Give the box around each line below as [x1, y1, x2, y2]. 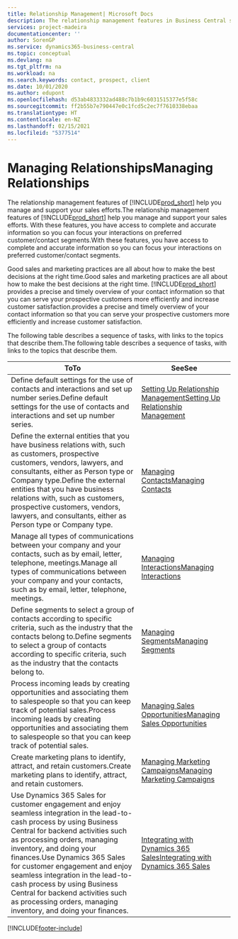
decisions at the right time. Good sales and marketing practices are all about [7, 273, 228, 281]
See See [171, 363, 198, 373]
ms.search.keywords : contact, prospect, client [7, 76, 151, 84]
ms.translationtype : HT [7, 109, 78, 116]
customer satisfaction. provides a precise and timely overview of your [7, 302, 210, 311]
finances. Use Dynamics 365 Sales [11, 852, 125, 862]
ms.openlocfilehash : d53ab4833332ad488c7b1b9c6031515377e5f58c [7, 97, 198, 104]
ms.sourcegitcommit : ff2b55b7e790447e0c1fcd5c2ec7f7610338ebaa [7, 103, 198, 110]
